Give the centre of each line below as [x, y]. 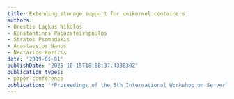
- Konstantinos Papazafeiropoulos [57, 33]
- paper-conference [36, 78]
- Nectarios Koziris [37, 53]
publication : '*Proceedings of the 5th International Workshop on [106, 85]
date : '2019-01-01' [36, 59]
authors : [20, 20]
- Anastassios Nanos [37, 46]
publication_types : [36, 72]
